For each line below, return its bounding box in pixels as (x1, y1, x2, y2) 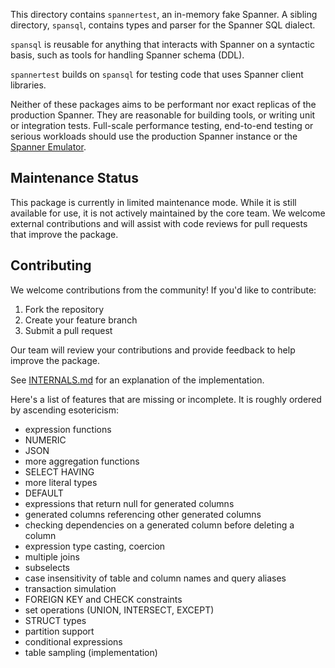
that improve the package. (10, 228, 119, 240)
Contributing (10, 257, 92, 274)
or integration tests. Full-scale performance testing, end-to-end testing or (10, 120, 314, 131)
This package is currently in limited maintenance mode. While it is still (10, 196, 297, 208)
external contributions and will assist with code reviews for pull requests (10, 217, 308, 229)
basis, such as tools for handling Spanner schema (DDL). (10, 49, 245, 61)
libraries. (10, 79, 47, 91)
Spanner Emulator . (10, 141, 87, 153)
